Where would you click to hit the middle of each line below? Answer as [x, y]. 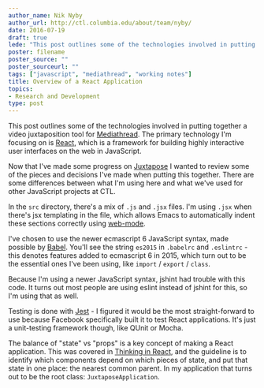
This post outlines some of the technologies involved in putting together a [128, 126]
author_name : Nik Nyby [45, 15]
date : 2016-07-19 [37, 30]
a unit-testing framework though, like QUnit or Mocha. [96, 328]
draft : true [28, 37]
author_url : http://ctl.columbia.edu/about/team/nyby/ [100, 23]
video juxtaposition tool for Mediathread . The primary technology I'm [120, 134]
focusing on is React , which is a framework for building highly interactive [126, 143]
